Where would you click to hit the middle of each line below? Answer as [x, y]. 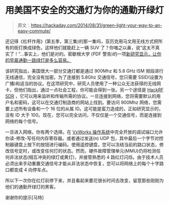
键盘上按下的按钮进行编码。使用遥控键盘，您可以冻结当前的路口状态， [87, 145]
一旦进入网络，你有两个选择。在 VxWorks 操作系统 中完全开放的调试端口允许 [84, 132]
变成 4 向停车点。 [32, 170]
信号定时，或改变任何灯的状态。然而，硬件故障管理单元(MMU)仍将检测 [83, 151]
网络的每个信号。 [23, 121]
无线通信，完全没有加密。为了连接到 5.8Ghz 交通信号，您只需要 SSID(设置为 [84, 77]
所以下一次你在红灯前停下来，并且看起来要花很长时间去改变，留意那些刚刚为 [84, 180]
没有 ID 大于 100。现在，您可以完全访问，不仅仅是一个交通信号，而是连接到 [83, 115]
